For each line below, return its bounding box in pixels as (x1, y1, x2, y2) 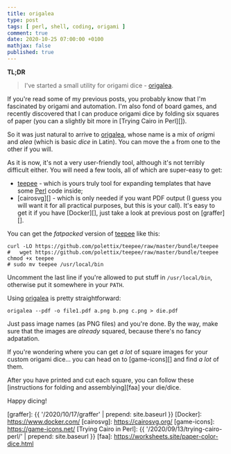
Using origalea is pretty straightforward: (7, 294, 121, 302)
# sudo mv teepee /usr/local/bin (7, 261, 104, 268)
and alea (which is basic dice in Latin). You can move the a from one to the (7, 137, 221, 146)
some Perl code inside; (17, 186, 83, 195)
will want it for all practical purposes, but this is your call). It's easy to (17, 201, 215, 209)
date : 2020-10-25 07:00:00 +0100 (7, 36, 104, 43)
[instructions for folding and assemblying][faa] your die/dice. (7, 383, 182, 392)
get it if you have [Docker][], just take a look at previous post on (17, 209, 200, 217)
